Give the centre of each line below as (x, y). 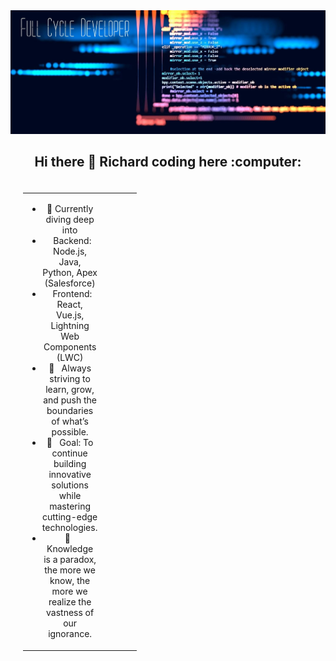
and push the (70, 400)
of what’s (70, 421)
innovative (70, 475)
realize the (70, 602)
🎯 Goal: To (70, 443)
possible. (70, 432)
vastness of (70, 613)
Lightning (70, 326)
